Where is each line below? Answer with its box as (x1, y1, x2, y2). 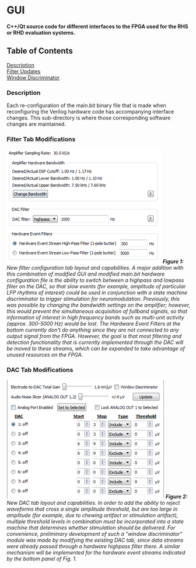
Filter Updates (6, 68, 41, 75)
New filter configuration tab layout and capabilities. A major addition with (6, 264, 184, 271)
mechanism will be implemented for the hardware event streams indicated (6, 549, 185, 556)
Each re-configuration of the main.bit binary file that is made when (6, 102, 167, 109)
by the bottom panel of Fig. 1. (6, 555, 77, 562)
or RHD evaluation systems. (6, 29, 76, 36)
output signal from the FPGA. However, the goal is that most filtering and (6, 333, 182, 340)
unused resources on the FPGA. (6, 352, 83, 359)
